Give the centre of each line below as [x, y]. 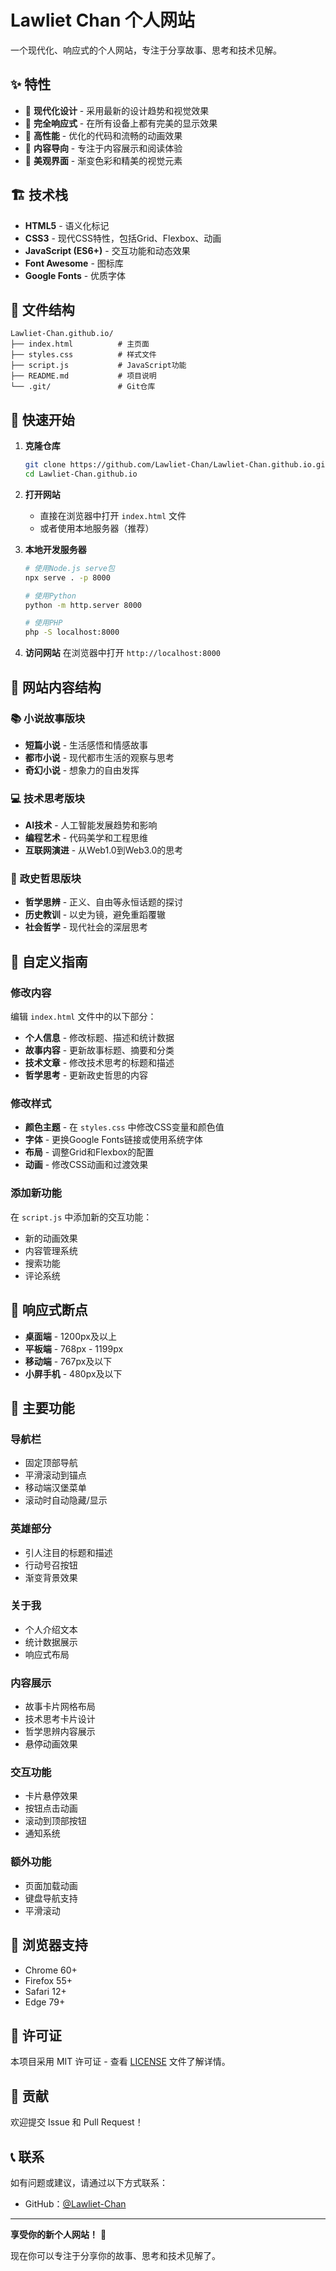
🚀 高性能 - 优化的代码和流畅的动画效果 [103, 135]
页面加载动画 [51, 1885]
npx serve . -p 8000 [67, 577]
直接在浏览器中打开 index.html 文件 [113, 515]
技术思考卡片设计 [60, 1719]
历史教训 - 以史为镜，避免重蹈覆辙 [95, 915]
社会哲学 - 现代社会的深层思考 [86, 927]
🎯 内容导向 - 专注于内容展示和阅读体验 [103, 148]
